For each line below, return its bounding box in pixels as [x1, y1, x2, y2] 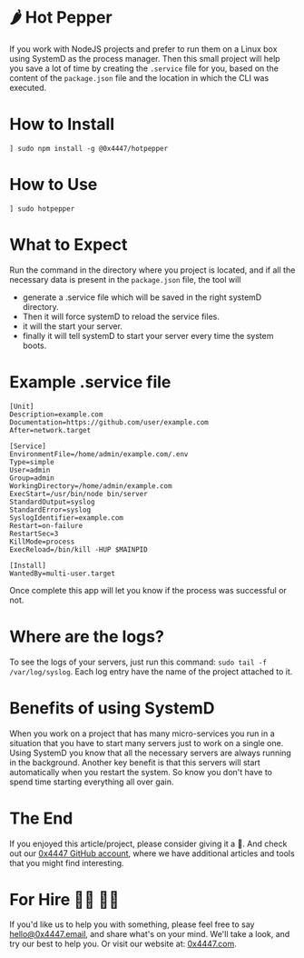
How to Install [9, 115, 115, 135]
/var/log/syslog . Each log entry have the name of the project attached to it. [9, 665, 293, 677]
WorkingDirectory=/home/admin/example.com [9, 481, 172, 491]
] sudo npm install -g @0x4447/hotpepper [9, 144, 169, 153]
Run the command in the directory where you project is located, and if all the [9, 264, 296, 275]
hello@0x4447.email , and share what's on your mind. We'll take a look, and [9, 929, 290, 940]
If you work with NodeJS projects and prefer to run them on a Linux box [9, 43, 278, 55]
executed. [9, 82, 47, 93]
